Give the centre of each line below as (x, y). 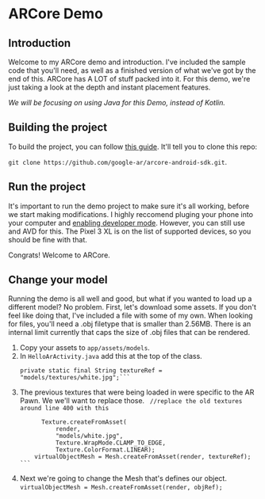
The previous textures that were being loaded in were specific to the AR (137, 392)
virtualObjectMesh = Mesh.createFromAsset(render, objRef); (121, 488)
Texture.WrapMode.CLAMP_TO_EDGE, (111, 443)
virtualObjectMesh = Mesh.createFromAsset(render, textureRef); (143, 457)
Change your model (58, 280)
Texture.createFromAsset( (84, 422)
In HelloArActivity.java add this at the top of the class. (111, 356)
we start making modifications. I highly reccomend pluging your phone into (131, 214)
